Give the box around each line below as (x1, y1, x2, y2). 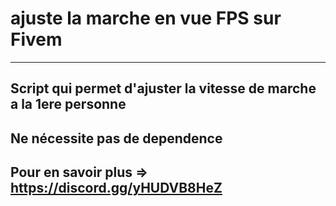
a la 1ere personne (10, 96, 127, 113)
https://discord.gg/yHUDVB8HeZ (10, 180, 223, 197)
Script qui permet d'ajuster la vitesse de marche (10, 80, 317, 97)
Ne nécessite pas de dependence (10, 130, 223, 147)
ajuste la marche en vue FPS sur (10, 7, 282, 30)
